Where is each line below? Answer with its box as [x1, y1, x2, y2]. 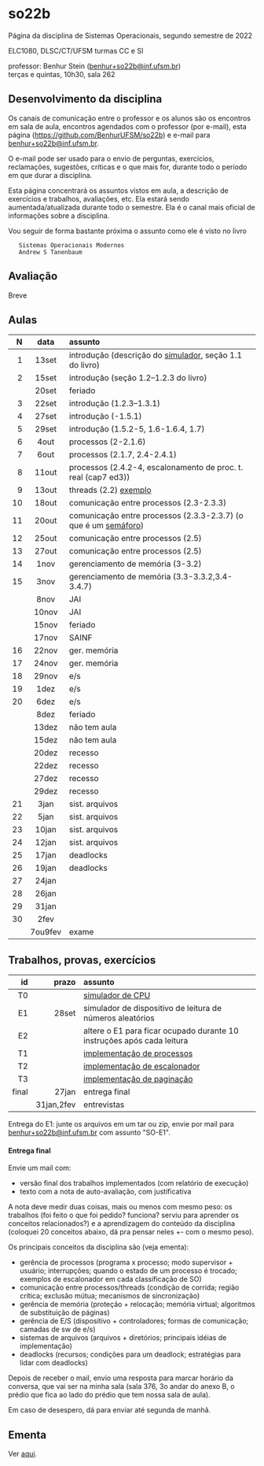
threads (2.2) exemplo [69, 485, 152, 496]
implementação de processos [83, 1048, 193, 1059]
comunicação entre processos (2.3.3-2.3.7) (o [69, 510, 244, 521]
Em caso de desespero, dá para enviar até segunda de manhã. [8, 1405, 211, 1415]
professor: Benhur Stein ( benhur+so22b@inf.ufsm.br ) [8, 61, 181, 71]
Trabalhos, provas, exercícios [8, 953, 156, 967]
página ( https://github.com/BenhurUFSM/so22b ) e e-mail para [8, 130, 211, 139]
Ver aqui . [8, 1449, 38, 1459]
